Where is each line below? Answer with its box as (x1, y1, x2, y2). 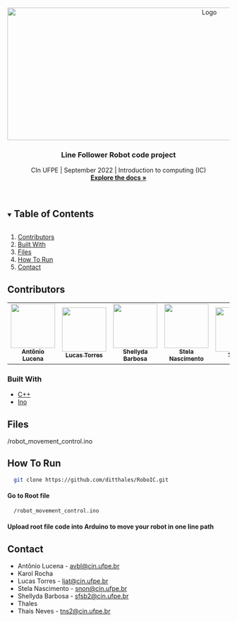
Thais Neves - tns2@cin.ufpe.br (17, 607, 111, 616)
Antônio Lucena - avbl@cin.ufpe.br (17, 562, 120, 570)
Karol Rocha (17, 570, 54, 578)
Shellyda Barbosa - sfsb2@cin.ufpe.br (17, 592, 129, 601)
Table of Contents (13, 207, 94, 219)
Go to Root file (7, 492, 50, 500)
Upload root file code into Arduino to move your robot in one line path (7, 522, 214, 531)
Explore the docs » (90, 173, 147, 182)
